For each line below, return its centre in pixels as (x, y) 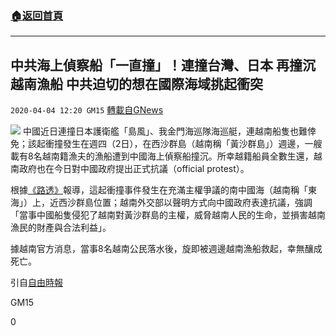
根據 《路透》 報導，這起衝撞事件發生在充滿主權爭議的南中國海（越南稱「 (159, 190)
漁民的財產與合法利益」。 (61, 228)
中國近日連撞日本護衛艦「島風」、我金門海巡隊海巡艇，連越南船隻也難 (165, 131)
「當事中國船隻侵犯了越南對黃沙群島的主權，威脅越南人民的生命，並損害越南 (168, 215)
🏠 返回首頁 (37, 15)
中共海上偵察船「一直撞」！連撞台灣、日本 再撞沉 (163, 65)
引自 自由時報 (36, 283)
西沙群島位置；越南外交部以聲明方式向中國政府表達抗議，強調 (185, 203)
